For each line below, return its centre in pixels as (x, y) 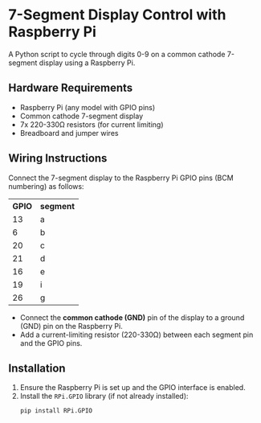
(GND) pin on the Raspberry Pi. (71, 326)
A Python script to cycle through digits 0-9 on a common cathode (117, 54)
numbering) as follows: (46, 186)
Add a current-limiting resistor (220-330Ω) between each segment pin (137, 335)
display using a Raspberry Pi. (87, 63)
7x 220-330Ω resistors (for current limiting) (92, 124)
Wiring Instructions (58, 158)
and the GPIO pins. (51, 343)
